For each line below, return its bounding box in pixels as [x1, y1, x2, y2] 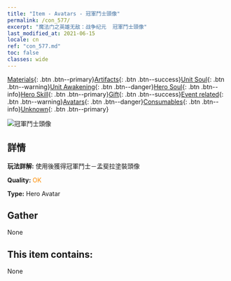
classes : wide [7, 56, 49, 63]
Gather [7, 210, 38, 221]
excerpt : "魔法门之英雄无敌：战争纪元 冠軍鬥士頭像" [7, 23, 148, 30]
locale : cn [7, 36, 39, 43]
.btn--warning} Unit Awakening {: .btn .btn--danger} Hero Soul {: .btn [7, 82, 200, 91]
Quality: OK [7, 176, 42, 184]
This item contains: [7, 248, 93, 260]
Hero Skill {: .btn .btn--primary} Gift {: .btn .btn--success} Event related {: [20, 90, 224, 98]
